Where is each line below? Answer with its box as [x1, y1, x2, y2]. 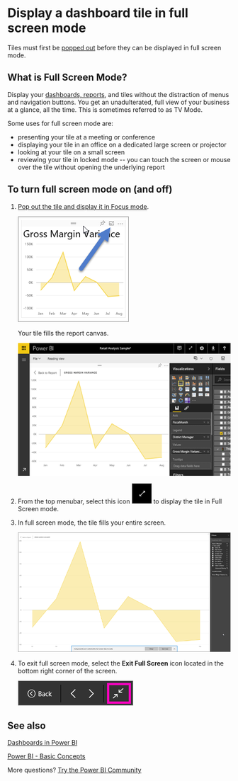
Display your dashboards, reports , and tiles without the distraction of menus [7, 90, 229, 98]
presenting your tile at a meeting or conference [17, 132, 156, 141]
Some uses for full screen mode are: [7, 119, 113, 127]
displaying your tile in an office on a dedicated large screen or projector [17, 140, 227, 149]
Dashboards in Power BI [7, 739, 78, 747]
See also [7, 719, 46, 731]
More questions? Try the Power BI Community [7, 766, 142, 775]
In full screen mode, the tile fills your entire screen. [17, 518, 166, 527]
